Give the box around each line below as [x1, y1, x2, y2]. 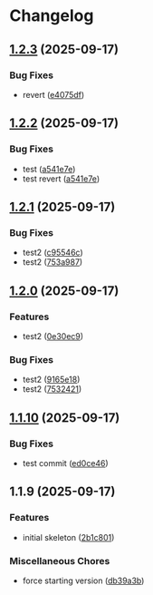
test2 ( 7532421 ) [22, 384, 82, 395]
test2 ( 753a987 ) [22, 257, 83, 268]
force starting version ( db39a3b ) [22, 575, 145, 586]
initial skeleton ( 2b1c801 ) [22, 532, 115, 542]
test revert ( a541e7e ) [22, 173, 100, 184]
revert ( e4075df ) [22, 89, 85, 100]
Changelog [9, 5, 94, 26]
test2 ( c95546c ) [22, 247, 83, 258]
